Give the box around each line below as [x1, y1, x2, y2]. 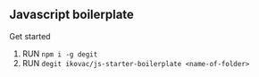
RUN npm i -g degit [21, 48, 98, 59]
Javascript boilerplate [9, 7, 134, 22]
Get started [9, 30, 51, 41]
